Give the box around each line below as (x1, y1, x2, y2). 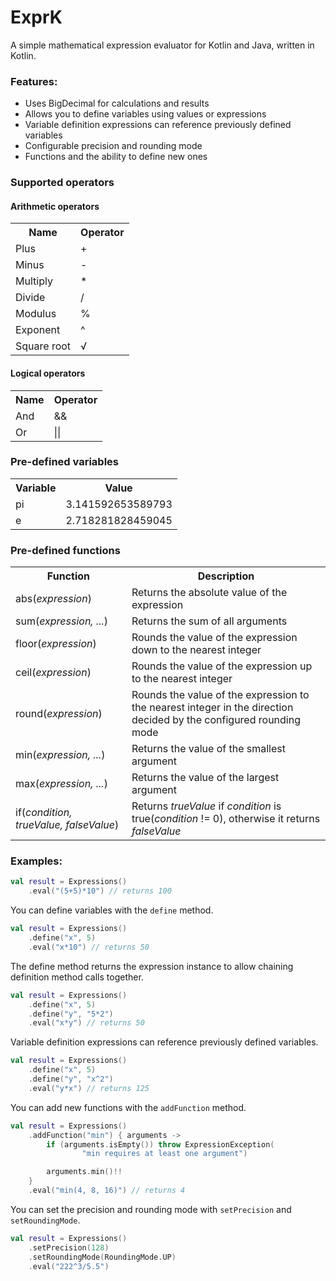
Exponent (15, 323, 61, 337)
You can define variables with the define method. (10, 904, 214, 916)
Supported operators (10, 176, 115, 190)
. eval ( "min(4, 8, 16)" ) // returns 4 (28, 1186, 186, 1196)
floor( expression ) (15, 637, 97, 651)
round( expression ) (15, 707, 103, 721)
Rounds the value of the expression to (131, 688, 310, 702)
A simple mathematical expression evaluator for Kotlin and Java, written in (10, 39, 315, 51)
